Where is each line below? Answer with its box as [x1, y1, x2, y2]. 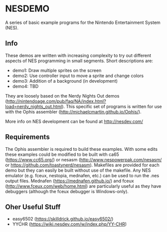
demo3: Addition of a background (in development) [12, 78, 118, 84]
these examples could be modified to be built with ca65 [5, 151, 120, 157]
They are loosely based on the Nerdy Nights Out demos [5, 93, 120, 99]
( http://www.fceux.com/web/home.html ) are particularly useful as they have [5, 183, 162, 189]
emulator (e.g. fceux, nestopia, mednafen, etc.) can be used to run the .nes [5, 172, 160, 178]
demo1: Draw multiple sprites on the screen [12, 67, 102, 73]
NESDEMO [5, 3, 50, 14]
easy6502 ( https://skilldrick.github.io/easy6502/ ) [12, 216, 114, 222]
